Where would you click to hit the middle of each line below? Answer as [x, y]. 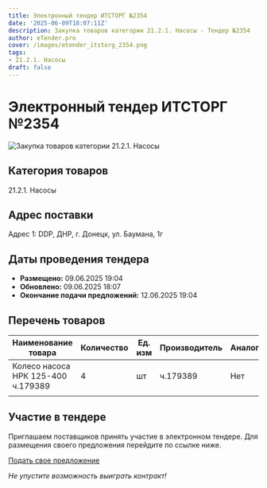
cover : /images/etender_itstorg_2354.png [78, 45]
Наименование [43, 342]
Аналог [245, 347]
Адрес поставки [51, 215]
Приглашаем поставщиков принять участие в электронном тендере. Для [133, 436]
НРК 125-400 [40, 376]
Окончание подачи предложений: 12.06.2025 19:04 [108, 295]
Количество [104, 347]
